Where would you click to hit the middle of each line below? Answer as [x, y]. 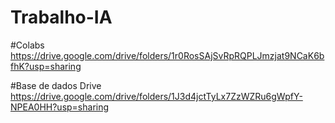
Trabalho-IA [61, 17]
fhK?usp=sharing [46, 66]
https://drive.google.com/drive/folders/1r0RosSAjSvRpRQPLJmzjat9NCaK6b [167, 55]
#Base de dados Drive [56, 85]
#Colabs [27, 45]
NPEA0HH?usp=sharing [60, 107]
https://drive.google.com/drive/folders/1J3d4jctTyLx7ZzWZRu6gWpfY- [156, 96]
